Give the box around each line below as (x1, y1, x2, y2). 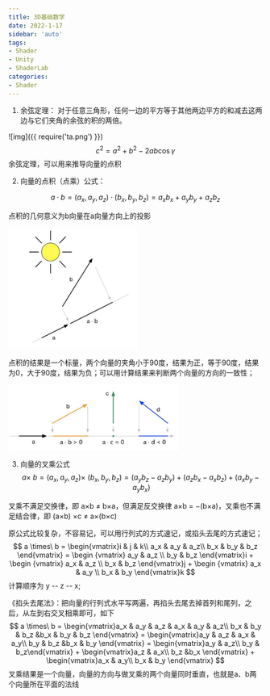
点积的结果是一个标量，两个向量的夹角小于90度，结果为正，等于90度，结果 (8, 358, 260, 367)
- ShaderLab (8, 65, 48, 73)
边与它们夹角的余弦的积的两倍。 (19, 115, 127, 125)
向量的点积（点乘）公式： (19, 176, 106, 186)
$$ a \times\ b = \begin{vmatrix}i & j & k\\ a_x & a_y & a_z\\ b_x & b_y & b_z (13, 542, 258, 551)
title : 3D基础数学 (8, 13, 66, 21)
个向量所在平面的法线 (8, 679, 79, 690)
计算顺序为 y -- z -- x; (8, 581, 81, 591)
